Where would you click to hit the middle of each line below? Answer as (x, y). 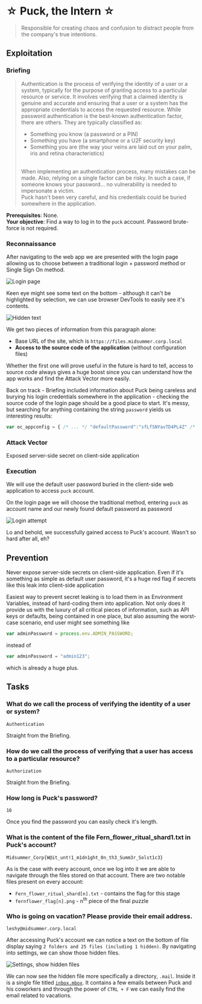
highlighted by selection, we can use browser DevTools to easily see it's (96, 299)
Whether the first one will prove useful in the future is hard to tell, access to (100, 365)
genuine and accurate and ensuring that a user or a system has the (104, 103)
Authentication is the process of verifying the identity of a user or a (104, 83)
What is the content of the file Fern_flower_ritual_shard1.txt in (99, 837)
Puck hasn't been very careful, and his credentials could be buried (104, 197)
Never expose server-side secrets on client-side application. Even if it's (95, 572)
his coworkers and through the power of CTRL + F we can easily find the (96, 989)
